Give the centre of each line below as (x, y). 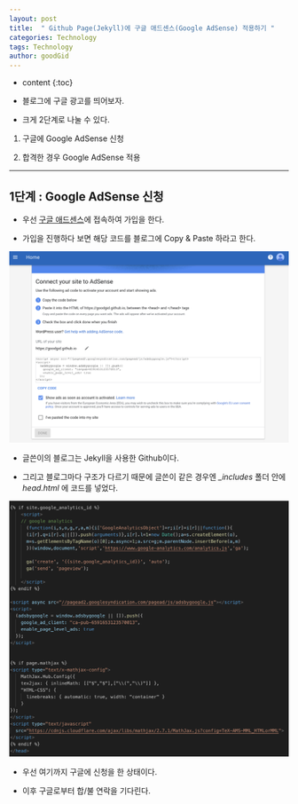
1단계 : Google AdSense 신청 (86, 197)
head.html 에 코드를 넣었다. (70, 487)
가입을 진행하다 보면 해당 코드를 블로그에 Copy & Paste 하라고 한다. (139, 238)
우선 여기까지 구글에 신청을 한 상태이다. (90, 772)
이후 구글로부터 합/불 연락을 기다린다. (86, 791)
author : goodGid (39, 56)
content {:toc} (47, 83)
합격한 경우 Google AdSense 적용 (81, 158)
